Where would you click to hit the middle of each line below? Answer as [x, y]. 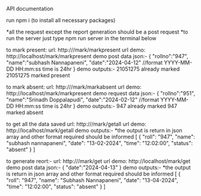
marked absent [25, 112]
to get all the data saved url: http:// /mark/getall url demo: [76, 124]
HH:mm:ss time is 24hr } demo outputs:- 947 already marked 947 [96, 106]
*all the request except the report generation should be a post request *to [97, 32]
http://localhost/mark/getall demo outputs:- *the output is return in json [94, 130]
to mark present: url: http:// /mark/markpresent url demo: [76, 50]
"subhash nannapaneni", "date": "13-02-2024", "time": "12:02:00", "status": [100, 143]
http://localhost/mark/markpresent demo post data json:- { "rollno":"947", [97, 56]
